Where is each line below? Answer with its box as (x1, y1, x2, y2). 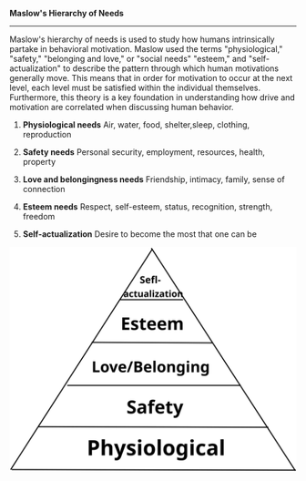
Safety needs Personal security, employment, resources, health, (22, 147, 266, 158)
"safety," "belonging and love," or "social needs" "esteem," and (9, 54, 247, 64)
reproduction (22, 129, 72, 139)
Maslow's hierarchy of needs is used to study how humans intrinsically (9, 34, 275, 45)
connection (22, 184, 66, 194)
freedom (22, 211, 56, 221)
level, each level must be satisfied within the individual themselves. (9, 82, 261, 93)
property (22, 157, 56, 167)
